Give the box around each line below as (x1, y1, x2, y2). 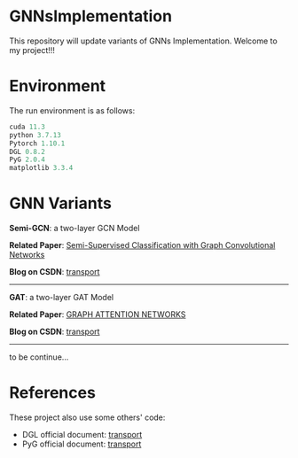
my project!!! (9, 44, 56, 55)
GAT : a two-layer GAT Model (9, 292, 114, 303)
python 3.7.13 (9, 130, 62, 139)
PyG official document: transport (21, 439, 142, 449)
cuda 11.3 (9, 122, 46, 131)
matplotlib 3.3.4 (9, 164, 74, 173)
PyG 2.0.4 (9, 155, 46, 165)
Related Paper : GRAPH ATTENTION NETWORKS (9, 309, 186, 320)
